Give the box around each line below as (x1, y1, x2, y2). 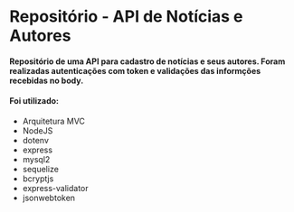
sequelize (22, 163, 59, 174)
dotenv (22, 134, 50, 145)
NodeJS (22, 124, 53, 136)
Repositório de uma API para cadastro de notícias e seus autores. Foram (9, 56, 286, 67)
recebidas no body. (9, 75, 84, 86)
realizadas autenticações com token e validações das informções (9, 65, 261, 76)
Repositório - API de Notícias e (9, 6, 243, 27)
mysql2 (22, 153, 51, 164)
